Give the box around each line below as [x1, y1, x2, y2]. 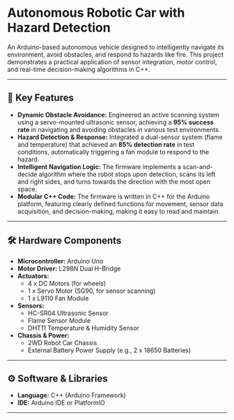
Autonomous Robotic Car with [7, 5, 185, 21]
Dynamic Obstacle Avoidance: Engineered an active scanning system [17, 110, 219, 119]
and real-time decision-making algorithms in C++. [7, 65, 150, 73]
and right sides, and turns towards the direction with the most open [17, 177, 211, 186]
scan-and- [182, 162, 214, 171]
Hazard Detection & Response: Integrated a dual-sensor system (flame [17, 133, 223, 141]
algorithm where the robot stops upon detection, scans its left [38, 170, 216, 178]
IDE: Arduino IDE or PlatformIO [17, 398, 106, 407]
